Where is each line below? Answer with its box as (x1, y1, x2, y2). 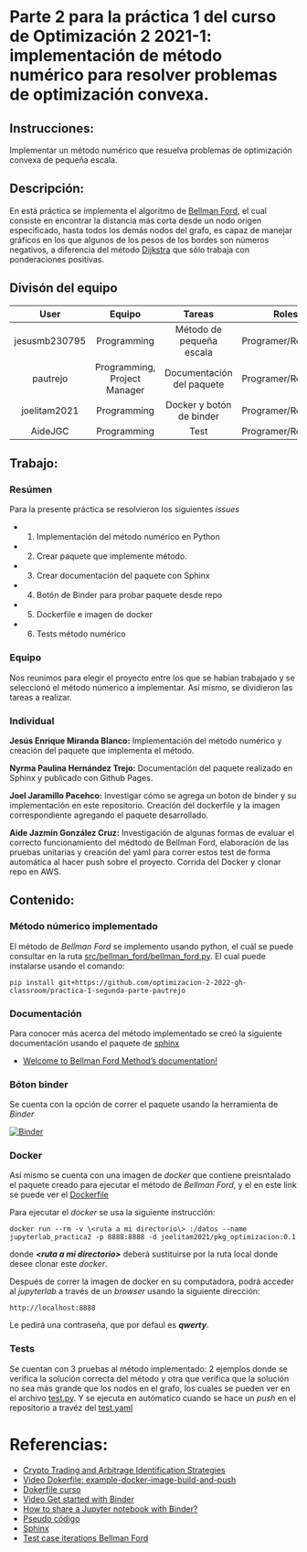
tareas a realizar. (9, 691, 72, 702)
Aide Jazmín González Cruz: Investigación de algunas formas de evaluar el (9, 827, 295, 838)
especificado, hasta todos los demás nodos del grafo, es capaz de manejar (9, 224, 292, 235)
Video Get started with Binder (22, 1493, 135, 1504)
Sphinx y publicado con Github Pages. (9, 772, 153, 783)
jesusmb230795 (14, 334, 87, 347)
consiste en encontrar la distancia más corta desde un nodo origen (9, 215, 262, 226)
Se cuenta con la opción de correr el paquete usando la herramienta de (9, 1099, 279, 1110)
